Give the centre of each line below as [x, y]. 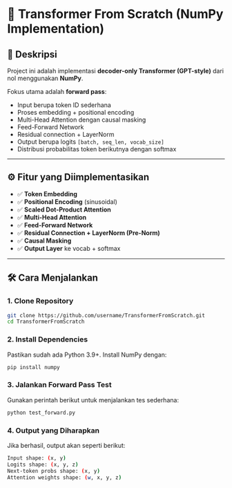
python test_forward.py [41, 413]
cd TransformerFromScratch [46, 322]
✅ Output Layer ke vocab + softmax [69, 248]
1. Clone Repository [40, 301]
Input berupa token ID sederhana [64, 105]
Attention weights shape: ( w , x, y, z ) [65, 477]
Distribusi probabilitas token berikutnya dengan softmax [97, 149]
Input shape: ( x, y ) [37, 458]
